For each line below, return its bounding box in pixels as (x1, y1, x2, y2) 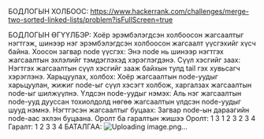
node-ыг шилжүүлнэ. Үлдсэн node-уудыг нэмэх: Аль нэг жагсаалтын (8, 89, 242, 97)
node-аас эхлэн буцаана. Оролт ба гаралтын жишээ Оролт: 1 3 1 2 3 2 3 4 (8, 114, 256, 123)
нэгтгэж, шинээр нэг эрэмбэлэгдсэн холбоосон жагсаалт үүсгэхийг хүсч (8, 38, 256, 48)
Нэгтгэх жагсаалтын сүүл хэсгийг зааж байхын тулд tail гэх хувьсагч (8, 64, 240, 73)
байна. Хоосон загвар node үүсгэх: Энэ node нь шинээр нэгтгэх (8, 47, 225, 56)
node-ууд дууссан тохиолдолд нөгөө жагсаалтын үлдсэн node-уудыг (8, 97, 242, 106)
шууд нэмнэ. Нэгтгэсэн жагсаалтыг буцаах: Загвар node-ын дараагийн (8, 105, 250, 115)
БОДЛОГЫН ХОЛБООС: (8, 7, 89, 16)
